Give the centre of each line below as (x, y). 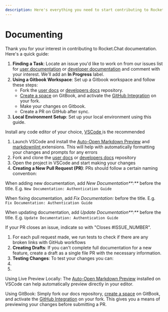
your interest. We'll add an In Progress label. (58, 74)
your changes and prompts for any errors (55, 152)
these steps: (25, 85)
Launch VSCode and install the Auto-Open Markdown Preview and (81, 141)
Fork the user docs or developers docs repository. (71, 90)
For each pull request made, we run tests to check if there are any (80, 237)
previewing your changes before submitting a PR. (56, 304)
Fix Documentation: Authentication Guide (49, 203)
